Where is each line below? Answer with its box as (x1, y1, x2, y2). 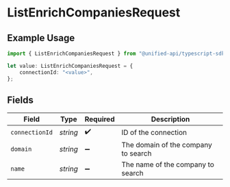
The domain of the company (121, 140, 212, 150)
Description (151, 114, 190, 124)
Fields (7, 94, 34, 105)
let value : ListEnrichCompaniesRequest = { (7, 62, 133, 69)
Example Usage (7, 32, 75, 44)
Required (84, 114, 115, 124)
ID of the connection (121, 127, 187, 137)
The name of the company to (121, 160, 214, 169)
